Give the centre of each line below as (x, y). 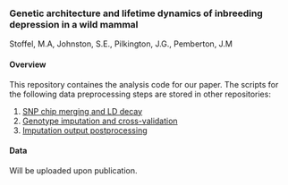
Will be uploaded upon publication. (73, 170)
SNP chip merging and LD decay (82, 111)
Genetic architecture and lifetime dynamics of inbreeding (136, 13)
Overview (28, 64)
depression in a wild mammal (74, 24)
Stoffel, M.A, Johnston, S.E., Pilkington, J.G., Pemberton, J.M (121, 44)
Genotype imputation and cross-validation (100, 121)
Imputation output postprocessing (85, 130)
